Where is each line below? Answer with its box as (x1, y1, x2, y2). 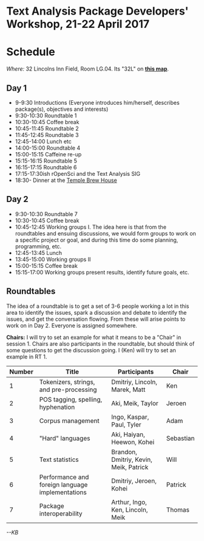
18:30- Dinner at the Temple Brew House (15, 176, 117, 184)
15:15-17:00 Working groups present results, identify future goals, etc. (15, 268, 189, 276)
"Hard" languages (39, 434, 90, 442)
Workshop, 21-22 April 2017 (6, 17, 150, 31)
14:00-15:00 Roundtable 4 (15, 144, 81, 152)
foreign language (39, 480, 88, 489)
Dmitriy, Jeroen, (111, 476, 157, 485)
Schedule (6, 45, 56, 59)
